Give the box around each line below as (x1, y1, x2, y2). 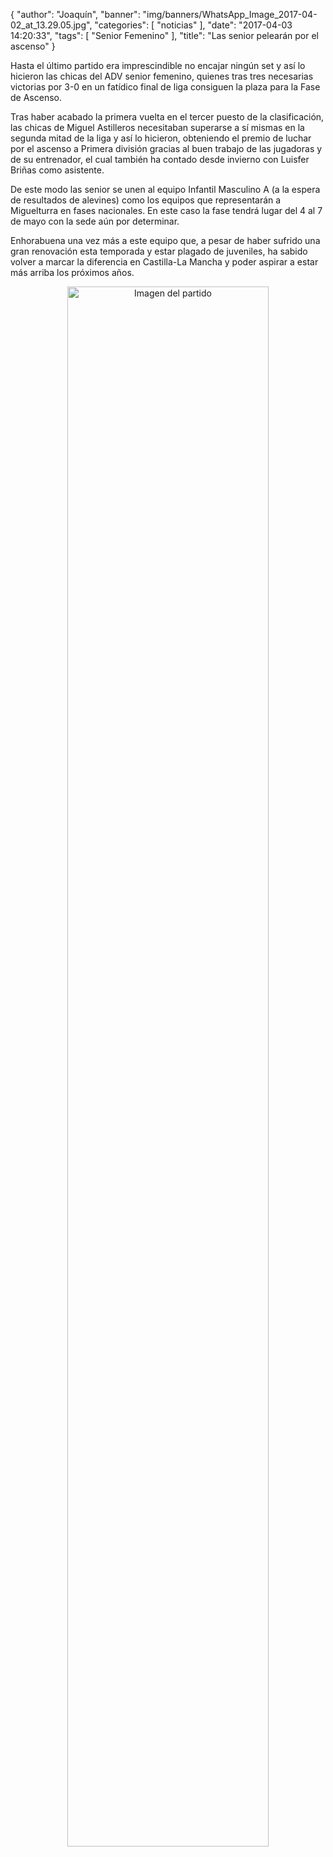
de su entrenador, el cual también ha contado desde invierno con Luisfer (10, 154, 310, 165)
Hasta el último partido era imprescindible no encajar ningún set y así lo (10, 60, 306, 71)
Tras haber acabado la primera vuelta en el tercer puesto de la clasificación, (10, 111, 325, 123)
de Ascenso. (10, 92, 62, 103)
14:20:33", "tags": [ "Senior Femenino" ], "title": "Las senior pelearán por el (10, 30, 319, 41)
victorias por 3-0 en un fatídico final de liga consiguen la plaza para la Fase (10, 81, 321, 93)
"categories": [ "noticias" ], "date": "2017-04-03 (94, 19, 293, 31)
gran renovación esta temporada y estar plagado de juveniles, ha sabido (10, 245, 308, 257)
